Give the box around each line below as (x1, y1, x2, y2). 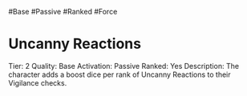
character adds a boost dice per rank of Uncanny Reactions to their (8, 70, 231, 79)
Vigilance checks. (8, 78, 67, 87)
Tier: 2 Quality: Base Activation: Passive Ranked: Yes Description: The (8, 61, 239, 70)
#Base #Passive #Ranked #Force (8, 7, 118, 16)
